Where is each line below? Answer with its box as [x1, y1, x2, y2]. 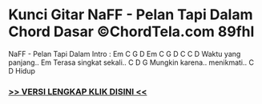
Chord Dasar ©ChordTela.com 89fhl [8, 22, 255, 41]
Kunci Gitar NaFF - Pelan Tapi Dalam [8, 6, 253, 24]
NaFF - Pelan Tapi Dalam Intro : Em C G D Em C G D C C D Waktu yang [8, 49, 241, 58]
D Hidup [8, 66, 36, 75]
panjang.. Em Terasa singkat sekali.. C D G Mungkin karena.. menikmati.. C [8, 58, 255, 67]
